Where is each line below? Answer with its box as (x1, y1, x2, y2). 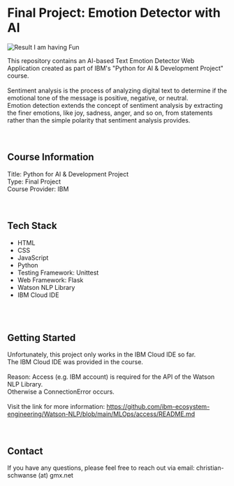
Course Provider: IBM (7, 184, 69, 193)
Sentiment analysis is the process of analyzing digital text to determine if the (7, 86, 228, 95)
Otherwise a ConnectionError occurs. (7, 387, 115, 396)
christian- (196, 464, 224, 472)
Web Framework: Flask (17, 275, 84, 284)
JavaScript (17, 254, 49, 262)
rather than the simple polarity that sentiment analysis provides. (7, 116, 191, 124)
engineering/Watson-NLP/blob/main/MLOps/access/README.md (7, 410, 196, 418)
